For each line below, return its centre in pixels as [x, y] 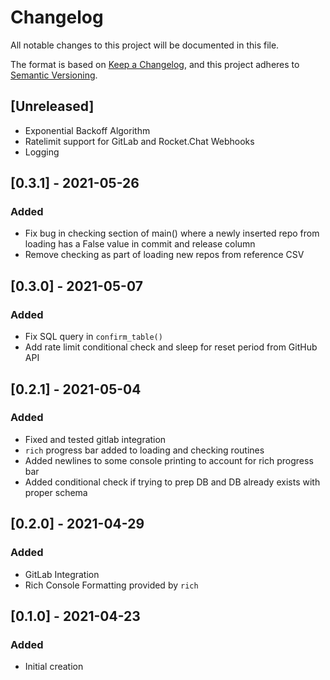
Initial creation [54, 667]
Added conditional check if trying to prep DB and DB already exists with [172, 482]
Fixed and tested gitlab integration [95, 439]
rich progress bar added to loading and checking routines [144, 450]
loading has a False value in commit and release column [140, 244]
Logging [42, 152]
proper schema [56, 492]
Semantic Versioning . [54, 75]
